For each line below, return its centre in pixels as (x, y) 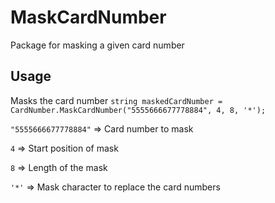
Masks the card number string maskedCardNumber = (116, 100)
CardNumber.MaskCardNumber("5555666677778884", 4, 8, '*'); (138, 110)
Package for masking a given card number (97, 45)
